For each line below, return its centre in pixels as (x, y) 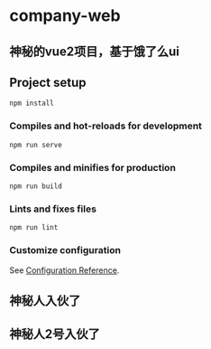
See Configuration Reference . (64, 270)
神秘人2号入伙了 (55, 334)
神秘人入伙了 (45, 301)
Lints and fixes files (53, 209)
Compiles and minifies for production (92, 167)
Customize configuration (65, 250)
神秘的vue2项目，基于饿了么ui (95, 51)
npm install (32, 104)
